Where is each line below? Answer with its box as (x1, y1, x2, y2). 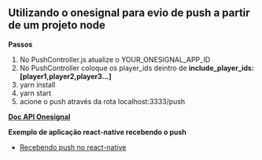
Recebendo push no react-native (19, 142, 127, 152)
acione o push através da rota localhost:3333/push (19, 96, 186, 106)
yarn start (19, 88, 52, 98)
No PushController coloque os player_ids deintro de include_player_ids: (19, 63, 254, 73)
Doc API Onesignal (8, 112, 71, 121)
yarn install (19, 80, 56, 89)
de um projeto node (8, 19, 106, 32)
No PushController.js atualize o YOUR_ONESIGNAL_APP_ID (19, 54, 211, 64)
